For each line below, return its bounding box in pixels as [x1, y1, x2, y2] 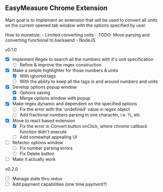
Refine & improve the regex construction [19, 62, 102, 68]
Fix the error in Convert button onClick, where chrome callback [19, 123, 148, 129]
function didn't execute [19, 128, 67, 135]
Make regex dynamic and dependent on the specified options [12, 101, 137, 107]
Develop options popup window [12, 84, 77, 90]
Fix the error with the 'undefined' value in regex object [19, 106, 130, 113]
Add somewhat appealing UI [19, 134, 77, 140]
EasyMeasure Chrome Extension [5, 4, 108, 12]
